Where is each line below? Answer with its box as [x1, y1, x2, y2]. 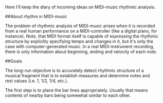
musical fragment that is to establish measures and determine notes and [5, 73, 150, 78]
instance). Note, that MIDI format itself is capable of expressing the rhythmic [5, 34, 159, 39]
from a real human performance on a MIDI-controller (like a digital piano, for [5, 28, 157, 34]
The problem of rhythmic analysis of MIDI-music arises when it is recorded [5, 23, 155, 29]
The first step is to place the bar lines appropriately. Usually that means [5, 87, 148, 93]
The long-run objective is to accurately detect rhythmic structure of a [5, 68, 144, 73]
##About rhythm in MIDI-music [5, 14, 67, 19]
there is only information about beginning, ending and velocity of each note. [5, 49, 157, 54]
